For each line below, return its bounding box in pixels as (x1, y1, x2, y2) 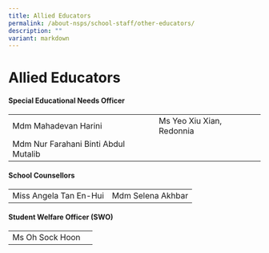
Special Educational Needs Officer (8, 96, 126, 105)
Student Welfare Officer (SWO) (8, 212, 114, 222)
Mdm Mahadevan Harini (12, 120, 102, 131)
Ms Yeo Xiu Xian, (159, 115, 223, 126)
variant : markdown (8, 34, 70, 43)
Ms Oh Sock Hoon (12, 232, 81, 243)
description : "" (8, 27, 62, 35)
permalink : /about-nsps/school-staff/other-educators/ (8, 19, 195, 27)
